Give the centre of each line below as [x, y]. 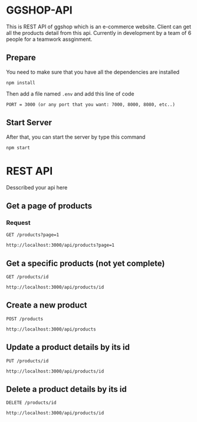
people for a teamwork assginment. [49, 39]
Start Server [29, 122]
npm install [21, 83]
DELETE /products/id [32, 403]
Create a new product [47, 305]
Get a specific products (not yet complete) [86, 263]
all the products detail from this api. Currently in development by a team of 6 [99, 32]
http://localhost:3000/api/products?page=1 [60, 246]
